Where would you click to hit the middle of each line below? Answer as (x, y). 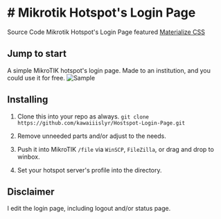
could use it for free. (36, 78)
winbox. (28, 157)
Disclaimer (31, 192)
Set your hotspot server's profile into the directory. (89, 170)
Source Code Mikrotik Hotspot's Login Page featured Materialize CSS (106, 32)
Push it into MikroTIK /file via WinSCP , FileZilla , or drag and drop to (116, 149)
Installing (28, 99)
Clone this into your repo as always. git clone (83, 116)
